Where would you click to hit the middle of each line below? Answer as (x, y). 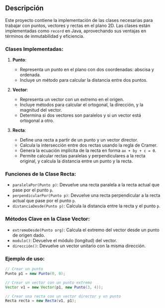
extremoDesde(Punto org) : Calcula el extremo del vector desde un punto (86, 230)
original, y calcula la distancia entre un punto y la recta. (76, 161)
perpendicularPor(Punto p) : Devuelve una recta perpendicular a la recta (86, 195)
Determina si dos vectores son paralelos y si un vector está (81, 115)
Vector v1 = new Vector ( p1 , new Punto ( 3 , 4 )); (54, 287)
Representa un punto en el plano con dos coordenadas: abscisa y (87, 70)
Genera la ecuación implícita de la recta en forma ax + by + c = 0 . (88, 151)
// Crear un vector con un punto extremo (49, 283)
